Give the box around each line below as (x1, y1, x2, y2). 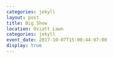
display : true (6, 43, 43, 49)
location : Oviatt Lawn (6, 25, 64, 32)
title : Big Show (6, 20, 47, 26)
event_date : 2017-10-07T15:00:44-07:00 (6, 37, 108, 43)
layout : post (6, 14, 39, 21)
